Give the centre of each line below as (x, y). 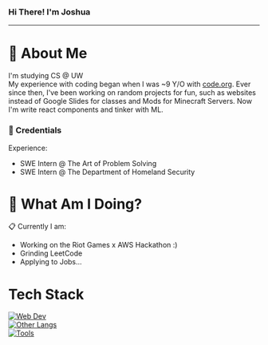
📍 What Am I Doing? (75, 204)
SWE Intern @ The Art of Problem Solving (88, 163)
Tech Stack (46, 294)
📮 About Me (48, 54)
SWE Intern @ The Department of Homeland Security (107, 172)
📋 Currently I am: (37, 227)
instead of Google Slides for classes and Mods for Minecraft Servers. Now (130, 101)
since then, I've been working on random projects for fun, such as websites (132, 93)
